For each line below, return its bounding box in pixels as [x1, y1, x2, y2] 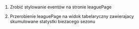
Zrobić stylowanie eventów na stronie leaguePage [9, 4, 112, 10]
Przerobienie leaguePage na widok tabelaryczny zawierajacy [9, 14, 135, 19]
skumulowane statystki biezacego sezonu [9, 19, 95, 24]
